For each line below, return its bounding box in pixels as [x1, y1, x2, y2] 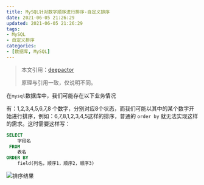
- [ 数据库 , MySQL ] [6, 49, 51, 55]
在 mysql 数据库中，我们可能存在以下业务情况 [6, 92, 116, 99]
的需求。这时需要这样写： [6, 120, 71, 127]
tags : [6, 26, 20, 32]
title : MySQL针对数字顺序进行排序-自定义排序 [6, 9, 110, 15]
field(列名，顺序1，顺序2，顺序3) [17, 161, 95, 167]
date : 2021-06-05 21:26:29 [6, 15, 75, 21]
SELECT [6, 132, 23, 138]
